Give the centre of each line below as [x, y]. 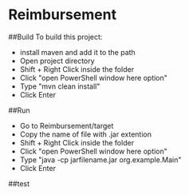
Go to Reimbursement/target [67, 125]
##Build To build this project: [55, 37]
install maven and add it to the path [77, 52]
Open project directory [57, 61]
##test [19, 183]
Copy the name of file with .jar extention [85, 134]
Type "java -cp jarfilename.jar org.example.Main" [100, 159]
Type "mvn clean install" [60, 86]
